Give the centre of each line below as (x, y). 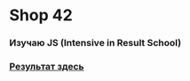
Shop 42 (41, 15)
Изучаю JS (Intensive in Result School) (95, 43)
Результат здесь (47, 67)
